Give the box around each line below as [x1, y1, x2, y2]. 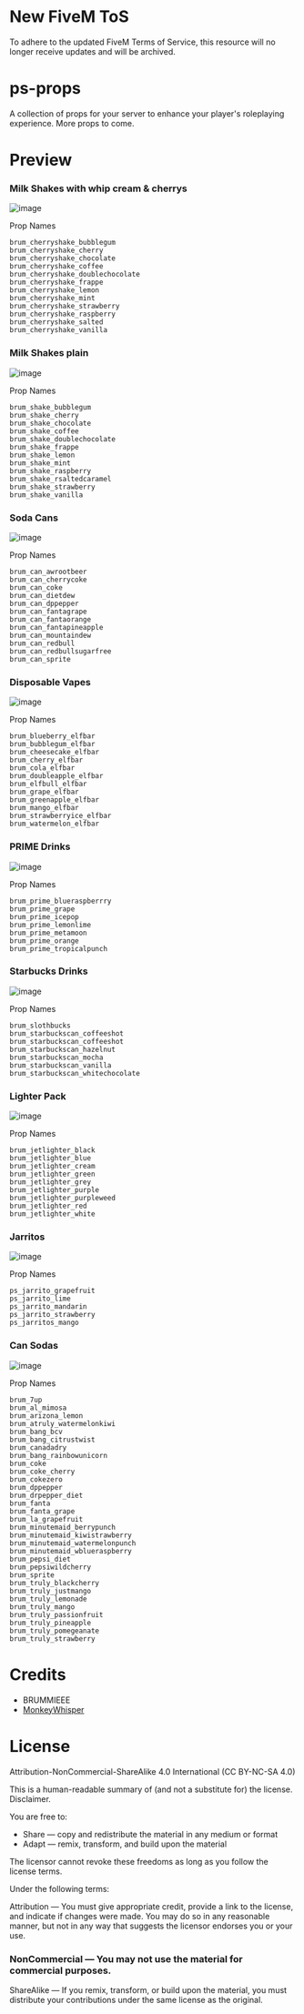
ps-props [9, 78, 82, 99]
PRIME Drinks [9, 840, 71, 853]
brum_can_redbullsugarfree [9, 646, 112, 656]
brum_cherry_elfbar [9, 755, 84, 765]
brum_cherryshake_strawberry [9, 302, 120, 311]
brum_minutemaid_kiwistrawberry [9, 1531, 132, 1540]
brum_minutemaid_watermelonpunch [9, 1538, 137, 1548]
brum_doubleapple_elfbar [9, 772, 104, 781]
